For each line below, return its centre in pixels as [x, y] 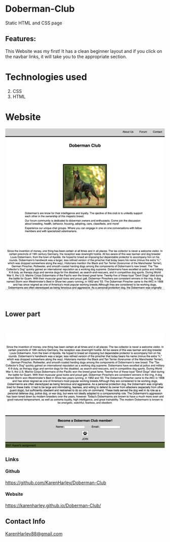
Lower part [23, 314]
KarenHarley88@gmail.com [34, 533]
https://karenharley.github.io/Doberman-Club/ [53, 505]
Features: [21, 39]
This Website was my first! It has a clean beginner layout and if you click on [84, 51]
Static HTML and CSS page [34, 23]
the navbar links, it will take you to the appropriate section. [66, 56]
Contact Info [25, 521]
